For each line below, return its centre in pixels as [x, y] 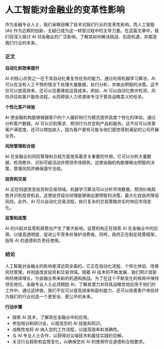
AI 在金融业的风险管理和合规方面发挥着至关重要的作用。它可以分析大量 [76, 156]
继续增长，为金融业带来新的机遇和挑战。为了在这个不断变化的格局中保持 [86, 278]
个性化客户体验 [20, 107]
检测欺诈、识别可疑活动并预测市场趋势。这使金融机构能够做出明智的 [82, 163]
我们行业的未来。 [22, 42]
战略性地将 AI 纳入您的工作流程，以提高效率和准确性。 [67, 329]
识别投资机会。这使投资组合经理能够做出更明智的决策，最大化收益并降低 [86, 195]
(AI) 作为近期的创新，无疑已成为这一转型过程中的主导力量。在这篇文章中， [80, 30]
